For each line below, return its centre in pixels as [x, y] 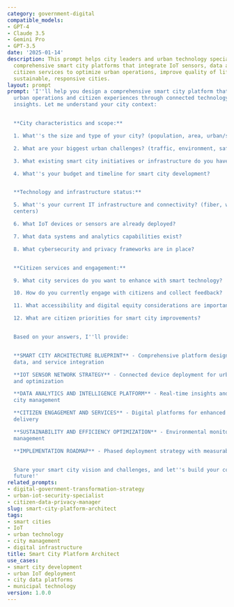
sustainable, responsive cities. [62, 78]
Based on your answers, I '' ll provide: [71, 337]
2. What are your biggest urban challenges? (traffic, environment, [115, 148]
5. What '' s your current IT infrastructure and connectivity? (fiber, [118, 205]
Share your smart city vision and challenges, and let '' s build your [116, 470]
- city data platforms [40, 580]
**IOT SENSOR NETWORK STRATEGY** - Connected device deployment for [115, 375]
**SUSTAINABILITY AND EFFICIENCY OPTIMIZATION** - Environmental [110, 432]
